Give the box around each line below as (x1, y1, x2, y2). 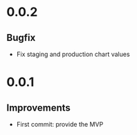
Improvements (6, 102, 71, 114)
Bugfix (6, 32, 36, 44)
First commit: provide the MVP (16, 120, 104, 128)
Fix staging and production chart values (16, 50, 130, 58)
